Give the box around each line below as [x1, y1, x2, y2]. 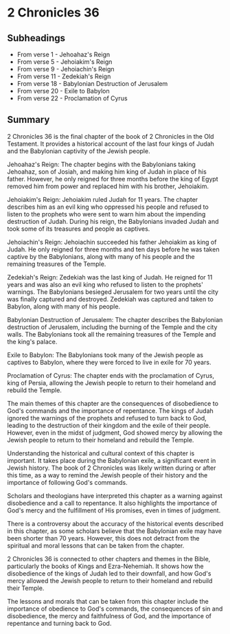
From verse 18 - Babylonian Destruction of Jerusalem [16, 80, 168, 87]
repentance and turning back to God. [7, 619, 112, 627]
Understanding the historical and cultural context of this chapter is [7, 449, 195, 457]
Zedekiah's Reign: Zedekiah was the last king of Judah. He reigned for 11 [7, 273, 213, 281]
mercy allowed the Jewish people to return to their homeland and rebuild [7, 576, 213, 585]
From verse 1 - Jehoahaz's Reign [16, 50, 111, 58]
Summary [7, 114, 50, 126]
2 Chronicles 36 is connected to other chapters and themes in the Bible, [7, 554, 211, 563]
